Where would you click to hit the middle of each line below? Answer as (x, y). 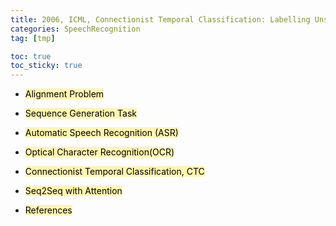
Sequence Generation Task (81, 113)
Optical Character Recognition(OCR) (99, 152)
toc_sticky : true (46, 66)
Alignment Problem (64, 94)
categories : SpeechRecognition (75, 29)
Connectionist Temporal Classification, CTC (114, 172)
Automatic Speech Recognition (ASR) (101, 133)
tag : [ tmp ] (33, 38)
